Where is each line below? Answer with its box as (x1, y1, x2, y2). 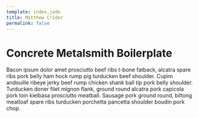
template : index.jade (6, 8, 61, 15)
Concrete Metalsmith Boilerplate (6, 46, 173, 60)
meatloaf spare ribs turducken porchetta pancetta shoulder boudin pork (6, 98, 185, 106)
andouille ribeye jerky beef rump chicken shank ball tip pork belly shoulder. (6, 79, 193, 87)
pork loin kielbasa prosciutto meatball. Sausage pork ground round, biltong (6, 92, 192, 99)
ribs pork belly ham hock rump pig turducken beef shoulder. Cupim (6, 73, 173, 80)
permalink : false (6, 20, 50, 26)
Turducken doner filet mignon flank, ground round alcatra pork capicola (6, 85, 184, 93)
